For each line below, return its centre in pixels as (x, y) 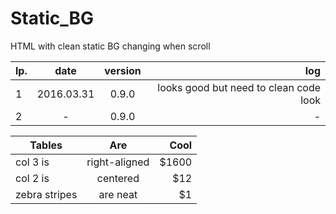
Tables (46, 145)
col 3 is (32, 162)
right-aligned (118, 162)
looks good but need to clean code (239, 87)
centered (118, 178)
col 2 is (32, 178)
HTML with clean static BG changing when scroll (110, 46)
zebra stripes (46, 194)
